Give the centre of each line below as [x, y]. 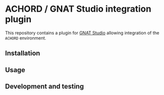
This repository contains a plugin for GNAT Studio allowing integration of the [82, 33]
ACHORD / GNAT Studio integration [78, 9]
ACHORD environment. [26, 38]
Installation [23, 53]
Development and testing [45, 86]
